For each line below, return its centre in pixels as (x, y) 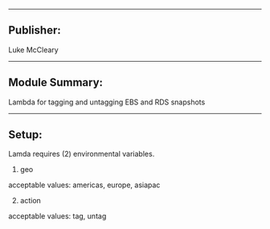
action (31, 201)
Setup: (25, 135)
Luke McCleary (33, 50)
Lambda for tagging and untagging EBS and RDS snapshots (107, 102)
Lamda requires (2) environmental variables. (82, 154)
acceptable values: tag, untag (57, 216)
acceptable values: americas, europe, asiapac (84, 185)
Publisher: (35, 30)
